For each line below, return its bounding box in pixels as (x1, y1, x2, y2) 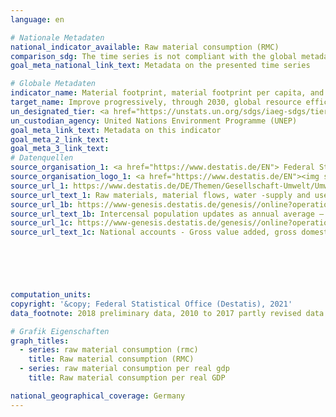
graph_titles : (10, 336, 70, 346)
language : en (10, 14, 65, 25)
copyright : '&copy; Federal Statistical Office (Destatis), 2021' (10, 299, 293, 309)
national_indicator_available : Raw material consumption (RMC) (10, 42, 280, 52)
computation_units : (10, 290, 92, 300)
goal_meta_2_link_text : (10, 134, 110, 145)
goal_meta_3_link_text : (10, 144, 110, 154)
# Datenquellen (10, 153, 74, 163)
